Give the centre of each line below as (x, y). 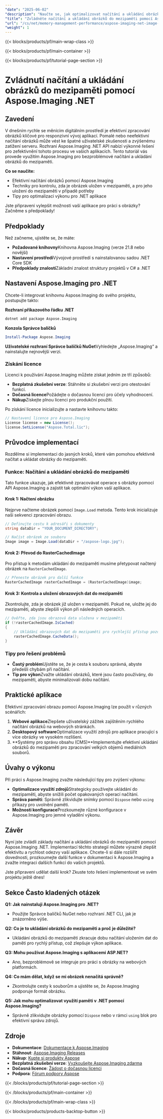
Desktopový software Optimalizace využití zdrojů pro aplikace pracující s (85, 732)
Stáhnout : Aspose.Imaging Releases (49, 1053)
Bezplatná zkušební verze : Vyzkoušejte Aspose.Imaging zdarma (77, 1063)
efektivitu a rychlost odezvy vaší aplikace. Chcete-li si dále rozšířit (71, 852)
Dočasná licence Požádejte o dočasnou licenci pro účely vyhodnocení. (83, 394)
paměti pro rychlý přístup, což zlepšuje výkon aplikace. (67, 943)
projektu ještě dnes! (25, 877)
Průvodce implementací (42, 442)
